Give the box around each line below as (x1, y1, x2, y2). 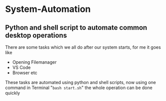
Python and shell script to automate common (5, 23, 148, 32)
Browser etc (12, 70, 37, 76)
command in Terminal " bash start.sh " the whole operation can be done (5, 85, 153, 91)
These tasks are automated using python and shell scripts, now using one (5, 80, 157, 85)
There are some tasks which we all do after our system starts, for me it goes (5, 44, 161, 50)
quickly (5, 90, 20, 96)
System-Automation (5, 3, 91, 15)
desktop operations (5, 31, 67, 39)
